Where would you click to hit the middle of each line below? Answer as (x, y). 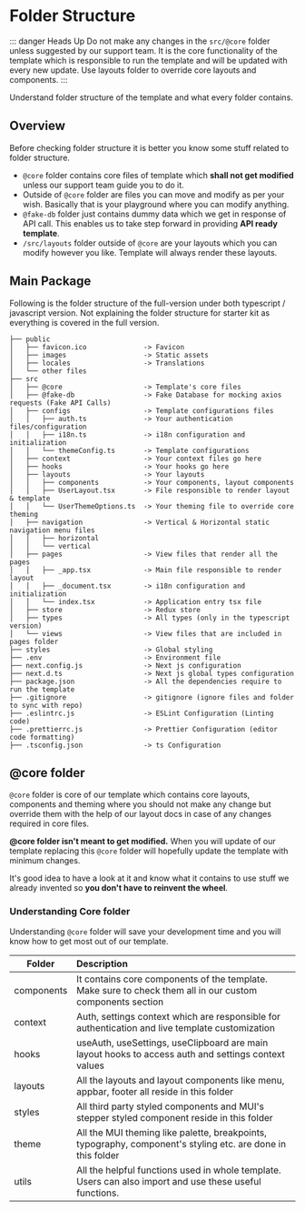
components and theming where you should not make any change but (140, 804)
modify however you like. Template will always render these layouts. (150, 252)
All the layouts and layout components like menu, (180, 1080)
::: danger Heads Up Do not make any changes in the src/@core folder (140, 41)
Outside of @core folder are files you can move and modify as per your (153, 194)
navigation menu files (52, 530)
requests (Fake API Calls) (60, 403)
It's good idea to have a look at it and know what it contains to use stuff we (149, 878)
